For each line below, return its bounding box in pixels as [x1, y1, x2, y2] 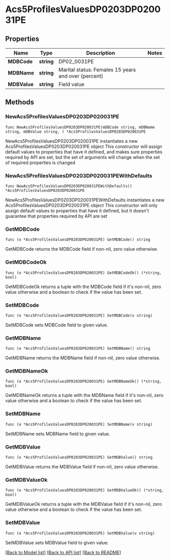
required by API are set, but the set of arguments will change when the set [5, 154, 160, 160]
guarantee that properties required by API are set [5, 213, 108, 219]
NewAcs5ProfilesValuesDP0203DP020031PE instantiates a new [5, 138, 138, 144]
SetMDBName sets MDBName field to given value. [5, 430, 110, 436]
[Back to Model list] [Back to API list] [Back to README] [5, 549, 121, 555]
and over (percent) [58, 72, 104, 79]
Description [86, 50, 115, 56]
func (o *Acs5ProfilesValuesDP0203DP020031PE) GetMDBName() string [5, 346, 151, 351]
